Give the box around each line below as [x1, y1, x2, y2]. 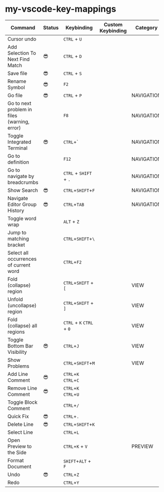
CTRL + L [63, 429, 80, 436]
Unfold [7, 295, 23, 302]
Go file [7, 92, 23, 98]
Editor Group [7, 201, 37, 208]
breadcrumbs [7, 179, 39, 186]
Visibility [7, 348, 27, 355]
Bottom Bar [7, 342, 33, 349]
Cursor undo [7, 35, 37, 42]
